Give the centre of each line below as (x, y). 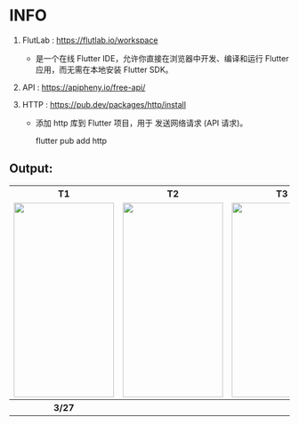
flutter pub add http (71, 140)
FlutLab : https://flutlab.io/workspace (90, 40)
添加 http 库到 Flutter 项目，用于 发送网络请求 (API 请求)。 (141, 123)
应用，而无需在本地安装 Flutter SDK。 (104, 69)
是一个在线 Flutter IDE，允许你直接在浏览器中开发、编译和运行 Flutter (162, 58)
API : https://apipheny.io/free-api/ (84, 87)
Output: (31, 168)
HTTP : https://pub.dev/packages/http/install (104, 104)
